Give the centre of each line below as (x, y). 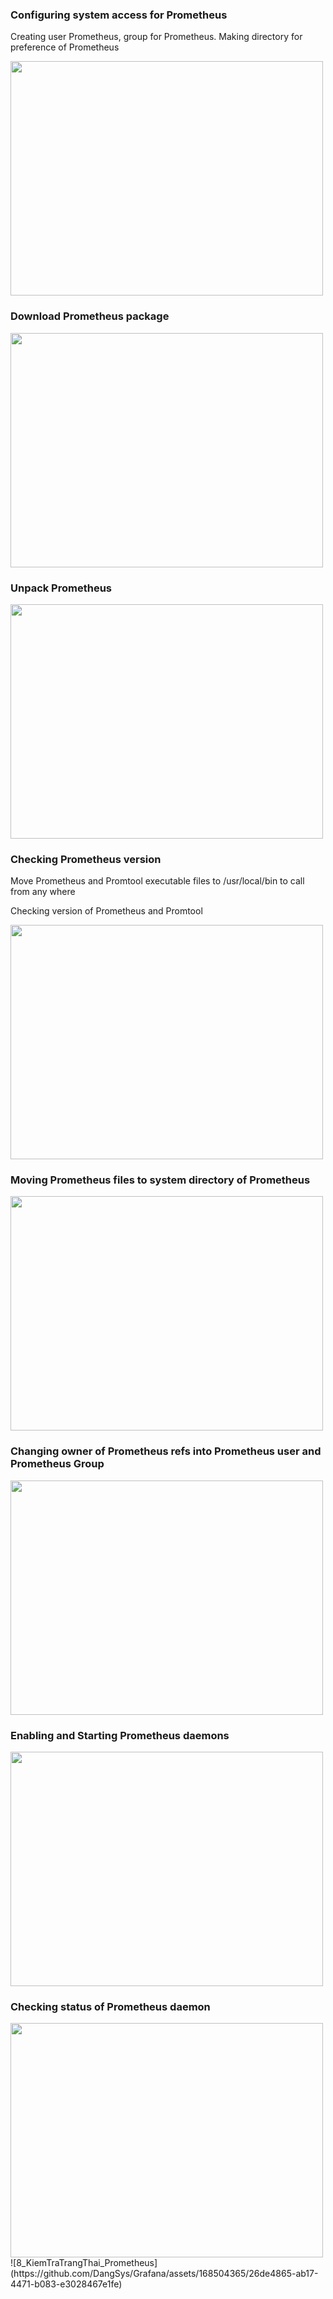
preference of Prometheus (65, 47)
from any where (43, 892)
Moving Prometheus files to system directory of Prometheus (160, 1180)
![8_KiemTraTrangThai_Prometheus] (84, 2263)
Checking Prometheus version (86, 859)
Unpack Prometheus (61, 588)
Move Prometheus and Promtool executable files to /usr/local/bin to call (157, 881)
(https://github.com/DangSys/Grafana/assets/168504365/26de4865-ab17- (164, 2274)
